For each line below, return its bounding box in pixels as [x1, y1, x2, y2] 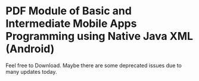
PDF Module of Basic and [5, 4, 132, 18]
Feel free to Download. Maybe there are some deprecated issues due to [5, 61, 182, 69]
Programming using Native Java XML [5, 30, 194, 43]
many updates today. [5, 68, 57, 75]
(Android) [5, 42, 55, 56]
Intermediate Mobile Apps [5, 17, 137, 30]
